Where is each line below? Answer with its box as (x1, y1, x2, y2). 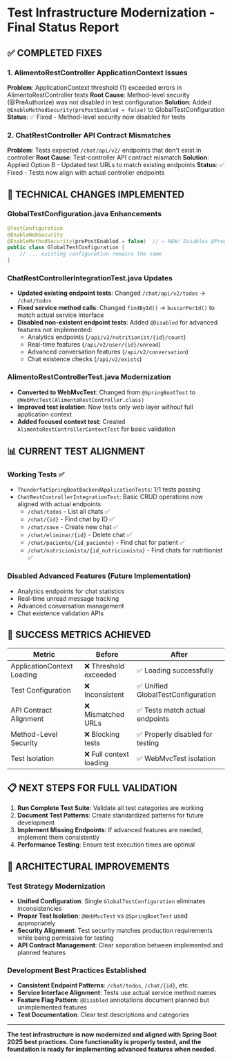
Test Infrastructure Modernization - (7, 5, 215, 21)
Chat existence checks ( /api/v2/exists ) (27, 355, 142, 363)
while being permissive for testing (17, 934, 114, 942)
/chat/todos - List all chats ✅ (27, 508, 110, 516)
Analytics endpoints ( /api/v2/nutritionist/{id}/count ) (27, 333, 186, 341)
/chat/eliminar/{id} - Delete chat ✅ (27, 530, 133, 539)
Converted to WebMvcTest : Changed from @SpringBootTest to (17, 388, 195, 396)
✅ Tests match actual (137, 705, 206, 715)
